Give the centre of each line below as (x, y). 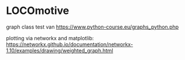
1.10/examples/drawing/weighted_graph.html (60, 50)
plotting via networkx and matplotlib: (50, 38)
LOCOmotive (38, 11)
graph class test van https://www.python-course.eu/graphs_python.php (92, 27)
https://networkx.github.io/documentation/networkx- (69, 44)
